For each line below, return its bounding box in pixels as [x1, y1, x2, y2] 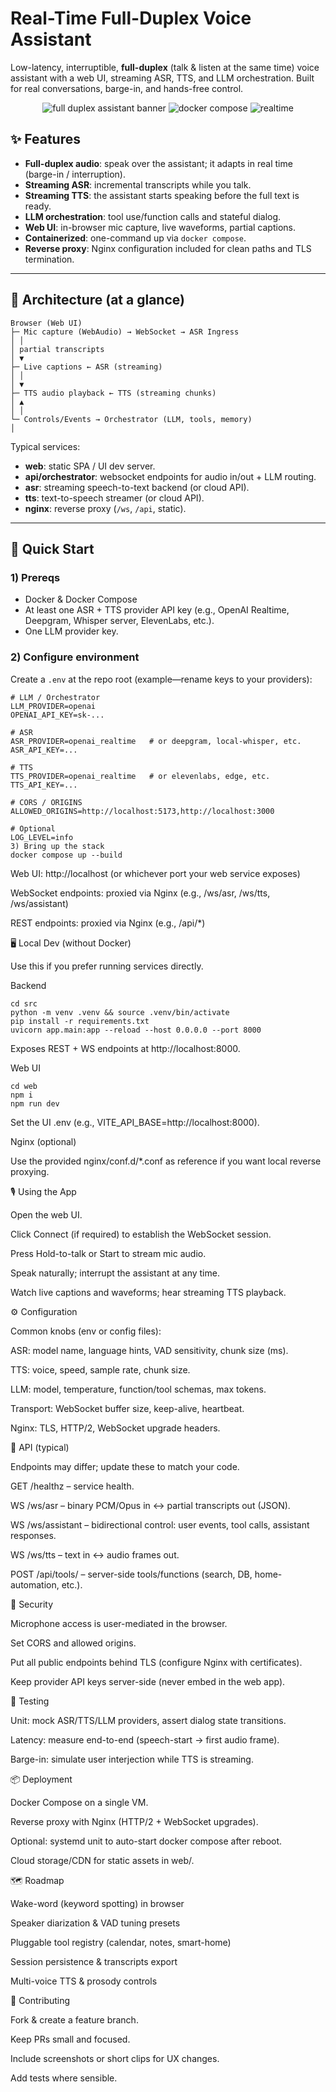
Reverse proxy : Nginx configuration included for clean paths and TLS [24, 242, 312, 254]
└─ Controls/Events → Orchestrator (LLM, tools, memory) [10, 414, 253, 424]
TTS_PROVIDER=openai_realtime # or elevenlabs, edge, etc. [10, 771, 271, 781]
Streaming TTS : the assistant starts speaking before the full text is [24, 189, 300, 201]
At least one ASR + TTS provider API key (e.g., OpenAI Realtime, [24, 604, 290, 616]
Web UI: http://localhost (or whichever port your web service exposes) [10, 867, 301, 879]
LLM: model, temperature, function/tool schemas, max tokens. [10, 1383, 267, 1395]
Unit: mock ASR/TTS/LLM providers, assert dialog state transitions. [10, 1714, 287, 1726]
